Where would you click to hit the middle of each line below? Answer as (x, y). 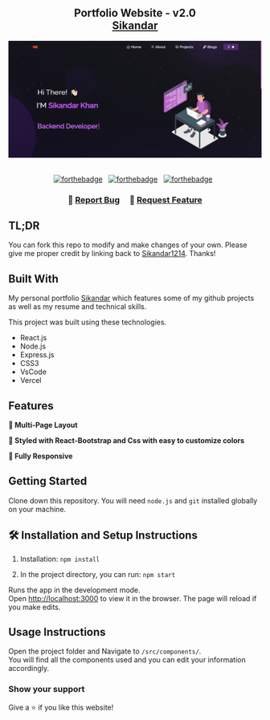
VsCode (33, 372)
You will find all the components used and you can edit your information (127, 660)
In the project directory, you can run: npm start (98, 574)
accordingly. (29, 669)
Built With (33, 279)
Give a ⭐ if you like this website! (61, 707)
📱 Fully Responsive (41, 456)
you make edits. (35, 607)
